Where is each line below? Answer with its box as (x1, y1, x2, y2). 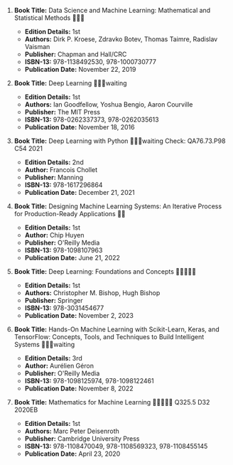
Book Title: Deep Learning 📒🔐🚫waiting (13, 79, 127, 87)
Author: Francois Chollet (24, 166, 98, 173)
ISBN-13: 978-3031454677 (24, 304, 104, 312)
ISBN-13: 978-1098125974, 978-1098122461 (24, 377, 154, 385)
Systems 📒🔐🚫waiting (13, 341, 75, 348)
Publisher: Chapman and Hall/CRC (24, 50, 127, 58)
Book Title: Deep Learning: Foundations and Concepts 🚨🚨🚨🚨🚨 (13, 267, 197, 276)
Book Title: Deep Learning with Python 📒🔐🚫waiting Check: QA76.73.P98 (13, 137, 226, 145)
